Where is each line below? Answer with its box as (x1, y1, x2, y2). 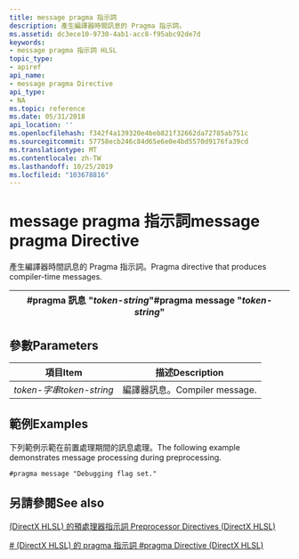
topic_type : (9, 54, 53, 63)
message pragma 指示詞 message (9, 211, 261, 231)
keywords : (9, 37, 46, 47)
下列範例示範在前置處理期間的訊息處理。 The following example (9, 442, 240, 452)
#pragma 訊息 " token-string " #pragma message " (26, 295, 243, 307)
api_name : (9, 71, 46, 80)
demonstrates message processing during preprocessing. (9, 451, 222, 463)
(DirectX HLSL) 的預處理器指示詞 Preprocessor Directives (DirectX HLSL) (9, 521, 276, 531)
